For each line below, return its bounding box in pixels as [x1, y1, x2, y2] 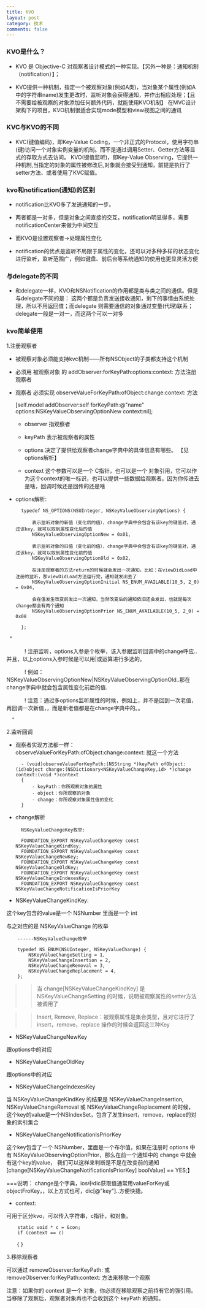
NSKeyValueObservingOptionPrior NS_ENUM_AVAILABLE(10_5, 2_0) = [31, 608, 200, 614]
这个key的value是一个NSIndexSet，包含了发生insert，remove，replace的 [6, 1111, 191, 1118]
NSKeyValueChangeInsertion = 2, [28, 957, 112, 963]
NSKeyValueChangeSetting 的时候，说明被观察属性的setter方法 [36, 992, 197, 1000]
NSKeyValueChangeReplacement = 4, [28, 968, 116, 974]
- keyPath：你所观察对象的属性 [31, 783, 103, 790]
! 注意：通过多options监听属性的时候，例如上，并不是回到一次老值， [24, 697, 197, 704]
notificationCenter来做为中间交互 [15, 221, 99, 229]
